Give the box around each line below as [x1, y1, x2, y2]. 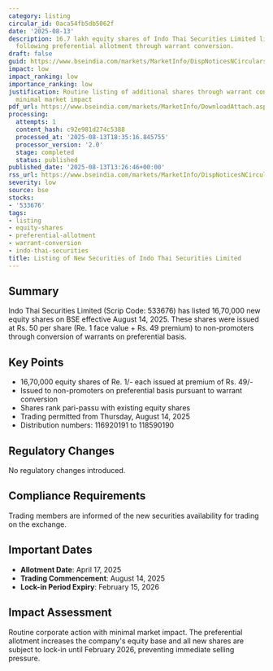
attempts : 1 [15, 118, 57, 126]
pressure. [8, 653, 41, 663]
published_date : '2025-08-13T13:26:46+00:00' [8, 164, 165, 172]
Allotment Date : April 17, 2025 [19, 564, 122, 574]
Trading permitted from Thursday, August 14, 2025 [19, 412, 191, 422]
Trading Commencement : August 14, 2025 [19, 573, 165, 583]
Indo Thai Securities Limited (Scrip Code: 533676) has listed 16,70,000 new [8, 306, 262, 316]
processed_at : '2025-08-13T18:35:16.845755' [15, 133, 169, 141]
